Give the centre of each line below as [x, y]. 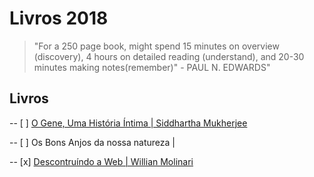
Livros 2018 [59, 18]
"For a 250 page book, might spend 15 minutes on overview [156, 46]
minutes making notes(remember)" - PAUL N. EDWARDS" [152, 67]
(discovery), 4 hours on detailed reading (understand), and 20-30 [169, 56]
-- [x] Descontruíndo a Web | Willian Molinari [101, 161]
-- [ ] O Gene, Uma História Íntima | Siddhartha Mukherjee [128, 123]
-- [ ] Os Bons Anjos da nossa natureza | [92, 142]
